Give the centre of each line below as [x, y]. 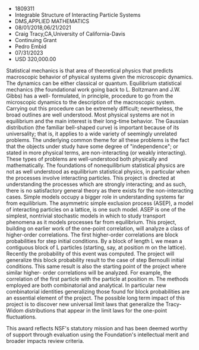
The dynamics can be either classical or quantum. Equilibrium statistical [94, 83]
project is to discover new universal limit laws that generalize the [85, 304]
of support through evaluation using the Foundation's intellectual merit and [97, 335]
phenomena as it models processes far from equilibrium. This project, [91, 222]
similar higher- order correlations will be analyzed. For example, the [89, 272]
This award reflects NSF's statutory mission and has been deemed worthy [97, 328]
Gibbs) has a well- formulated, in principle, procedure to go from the [90, 96]
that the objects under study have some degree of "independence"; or [92, 146]
